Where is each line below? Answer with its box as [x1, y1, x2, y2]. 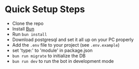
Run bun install [12, 31, 47, 37]
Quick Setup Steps [5, 4, 85, 15]
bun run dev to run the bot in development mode [12, 58, 114, 64]
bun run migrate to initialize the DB [12, 52, 86, 59]
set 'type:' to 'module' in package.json [12, 47, 93, 53]
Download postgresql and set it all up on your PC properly [12, 37, 134, 43]
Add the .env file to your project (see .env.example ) [12, 42, 120, 48]
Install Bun [12, 25, 35, 31]
